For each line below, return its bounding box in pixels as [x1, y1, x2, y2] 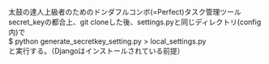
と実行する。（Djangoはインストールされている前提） [8, 46, 185, 55]
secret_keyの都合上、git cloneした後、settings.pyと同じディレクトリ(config [8, 17, 262, 27]
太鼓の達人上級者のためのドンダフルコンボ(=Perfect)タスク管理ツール [8, 7, 241, 16]
